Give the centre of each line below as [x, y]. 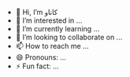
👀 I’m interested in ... [49, 20]
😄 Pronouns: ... [41, 57]
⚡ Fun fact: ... [37, 66]
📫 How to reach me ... [52, 46]
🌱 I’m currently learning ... [58, 29]
